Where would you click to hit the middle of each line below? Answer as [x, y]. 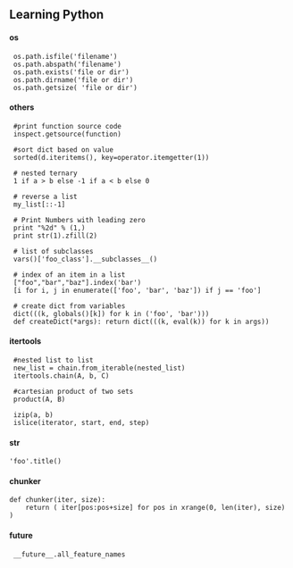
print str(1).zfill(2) [55, 236]
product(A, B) [39, 399]
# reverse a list [45, 196]
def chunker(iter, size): [57, 500]
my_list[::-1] [39, 205]
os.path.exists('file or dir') [71, 72]
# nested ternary [45, 173]
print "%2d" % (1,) [50, 228]
